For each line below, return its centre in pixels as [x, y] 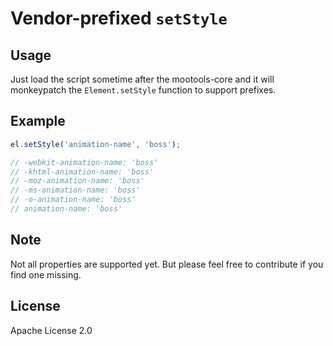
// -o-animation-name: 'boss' [73, 200]
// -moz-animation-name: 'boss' [77, 181]
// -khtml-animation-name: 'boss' [82, 172]
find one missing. [46, 274]
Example [38, 121]
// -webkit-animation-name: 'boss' [84, 162]
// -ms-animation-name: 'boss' [75, 190]
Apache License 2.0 [51, 330]
